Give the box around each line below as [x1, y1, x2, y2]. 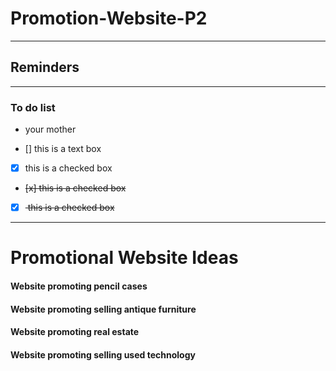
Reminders [10, 59, 80, 76]
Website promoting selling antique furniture [10, 303, 197, 315]
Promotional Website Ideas [10, 247, 239, 269]
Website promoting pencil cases [10, 280, 148, 292]
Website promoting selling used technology [10, 348, 196, 361]
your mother [24, 123, 77, 136]
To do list [10, 100, 56, 114]
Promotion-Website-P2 [10, 7, 208, 30]
